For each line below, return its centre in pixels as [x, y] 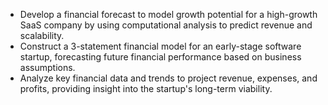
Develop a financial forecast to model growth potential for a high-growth [168, 14]
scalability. [42, 35]
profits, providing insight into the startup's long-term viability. [146, 88]
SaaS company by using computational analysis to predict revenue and [166, 25]
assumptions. [47, 67]
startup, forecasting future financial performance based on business [160, 57]
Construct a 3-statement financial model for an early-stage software [160, 46]
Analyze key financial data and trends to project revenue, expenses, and [168, 78]
